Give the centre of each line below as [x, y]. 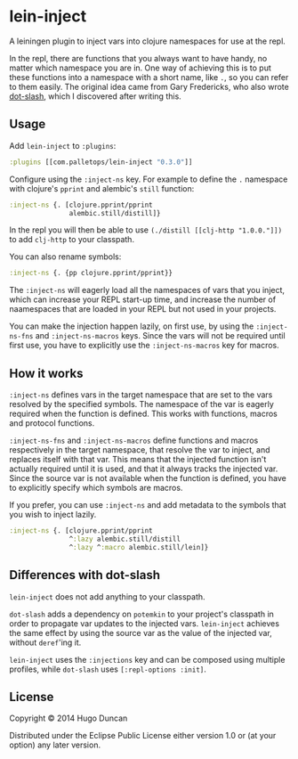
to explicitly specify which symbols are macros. [96, 488]
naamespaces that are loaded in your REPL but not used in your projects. [143, 309]
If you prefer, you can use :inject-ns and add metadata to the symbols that [148, 505]
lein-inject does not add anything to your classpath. [108, 596]
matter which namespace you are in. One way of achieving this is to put [140, 68]
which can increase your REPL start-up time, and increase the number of [143, 299]
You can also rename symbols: [65, 257]
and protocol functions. [52, 423]
